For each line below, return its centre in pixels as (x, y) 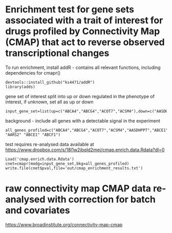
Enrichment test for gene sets (70, 10)
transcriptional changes (57, 53)
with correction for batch (102, 200)
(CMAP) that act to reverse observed (85, 42)
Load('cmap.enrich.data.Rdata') (40, 159)
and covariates (38, 211)
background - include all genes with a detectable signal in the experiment (83, 121)
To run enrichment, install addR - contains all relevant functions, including (83, 67)
